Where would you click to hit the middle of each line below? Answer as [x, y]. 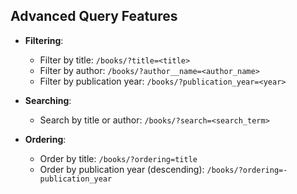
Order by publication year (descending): [122, 169]
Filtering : [44, 40]
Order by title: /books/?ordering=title [118, 158]
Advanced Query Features [94, 16]
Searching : [48, 100]
